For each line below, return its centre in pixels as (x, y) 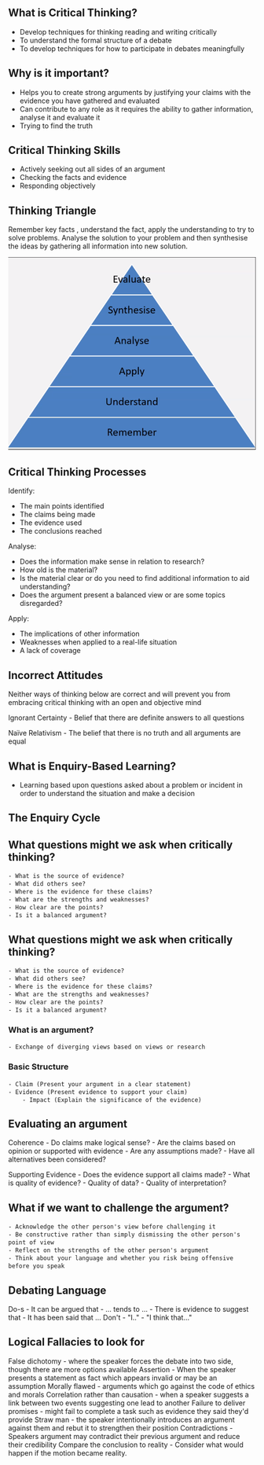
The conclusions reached (60, 531)
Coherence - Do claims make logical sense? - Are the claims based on (122, 1143)
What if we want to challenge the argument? (119, 1208)
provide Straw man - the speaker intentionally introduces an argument (122, 1419)
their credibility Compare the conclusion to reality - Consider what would (126, 1445)
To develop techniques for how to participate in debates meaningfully (132, 48)
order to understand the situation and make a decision (107, 793)
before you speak (37, 1266)
